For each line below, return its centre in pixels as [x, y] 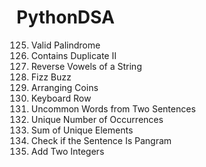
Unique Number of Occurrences [97, 119]
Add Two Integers [67, 151]
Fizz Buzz [51, 77]
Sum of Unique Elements [82, 130]
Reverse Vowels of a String [86, 66]
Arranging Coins [64, 87]
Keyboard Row [61, 98]
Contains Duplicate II [73, 55]
